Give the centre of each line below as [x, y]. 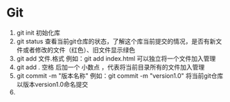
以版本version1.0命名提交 [52, 84]
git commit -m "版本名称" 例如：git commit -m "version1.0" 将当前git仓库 [120, 75]
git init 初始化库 [38, 32]
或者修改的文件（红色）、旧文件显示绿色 [79, 50]
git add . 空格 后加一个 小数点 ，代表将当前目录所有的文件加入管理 [110, 67]
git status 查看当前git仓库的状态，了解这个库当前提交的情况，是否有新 [116, 41]
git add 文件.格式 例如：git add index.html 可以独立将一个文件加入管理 [116, 58]
